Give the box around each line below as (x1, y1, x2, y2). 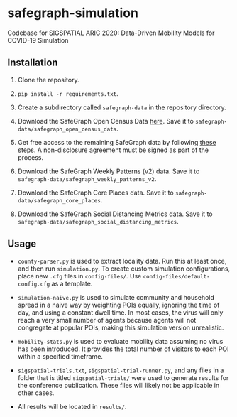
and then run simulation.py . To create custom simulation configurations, (17, 264, 231, 273)
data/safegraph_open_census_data (17, 126, 117, 133)
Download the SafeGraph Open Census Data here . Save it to (17, 117, 194, 125)
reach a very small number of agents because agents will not (17, 315, 197, 324)
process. (17, 153, 44, 161)
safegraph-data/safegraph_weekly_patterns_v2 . (17, 174, 157, 183)
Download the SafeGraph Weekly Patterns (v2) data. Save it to (17, 167, 200, 175)
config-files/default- (143, 273, 211, 280)
